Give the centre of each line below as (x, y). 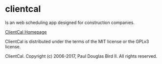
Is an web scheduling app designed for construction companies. (70, 22)
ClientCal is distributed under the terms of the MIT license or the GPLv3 (77, 41)
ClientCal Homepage (26, 32)
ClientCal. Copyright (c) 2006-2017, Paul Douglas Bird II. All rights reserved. (81, 56)
